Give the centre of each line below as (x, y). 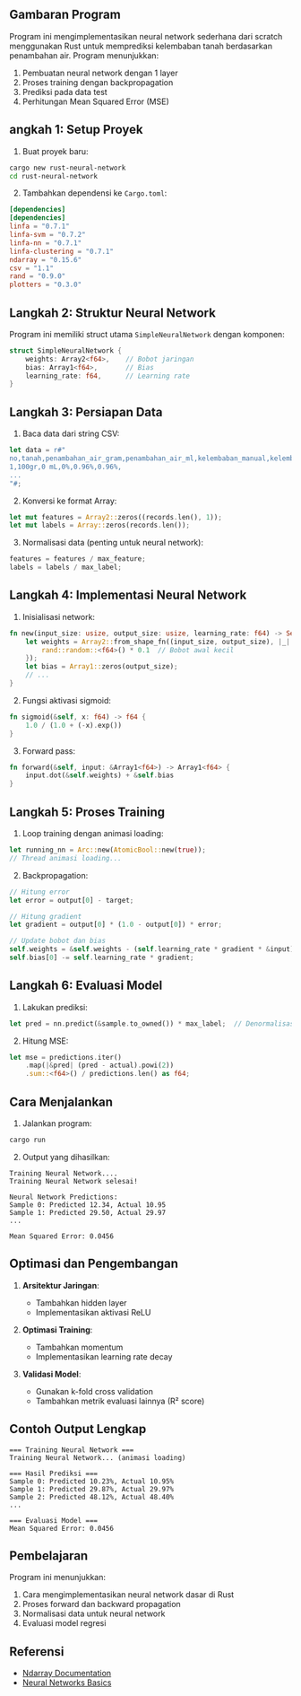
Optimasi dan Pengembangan (94, 1264)
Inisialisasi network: (59, 616)
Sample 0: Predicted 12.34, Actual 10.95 (88, 1205)
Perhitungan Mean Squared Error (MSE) (95, 101)
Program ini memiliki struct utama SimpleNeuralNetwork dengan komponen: (147, 334)
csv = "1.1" (31, 268)
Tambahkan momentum (79, 1347)
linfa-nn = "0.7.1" (46, 243)
